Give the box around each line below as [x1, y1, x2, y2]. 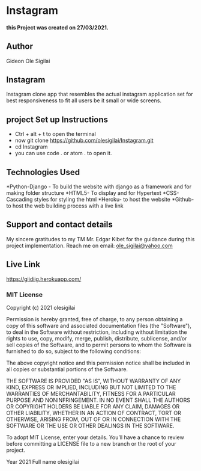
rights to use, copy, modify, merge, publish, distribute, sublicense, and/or [6, 334, 187, 342]
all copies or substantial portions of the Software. [6, 365, 128, 373]
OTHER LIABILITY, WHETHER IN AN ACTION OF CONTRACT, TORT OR [6, 409, 181, 416]
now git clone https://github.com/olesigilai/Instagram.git [14, 137, 154, 144]
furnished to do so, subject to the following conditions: [6, 347, 141, 355]
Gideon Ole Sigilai [6, 57, 50, 64]
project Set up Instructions [6, 114, 109, 125]
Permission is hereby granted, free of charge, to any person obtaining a [6, 315, 183, 322]
